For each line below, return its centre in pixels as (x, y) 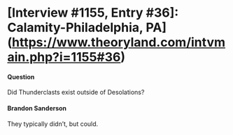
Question (21, 77)
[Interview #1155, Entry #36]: (93, 13)
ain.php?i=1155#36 (64, 57)
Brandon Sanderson (37, 108)
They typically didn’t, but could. (53, 124)
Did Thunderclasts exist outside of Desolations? (76, 93)
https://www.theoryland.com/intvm (119, 42)
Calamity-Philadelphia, (75, 27)
